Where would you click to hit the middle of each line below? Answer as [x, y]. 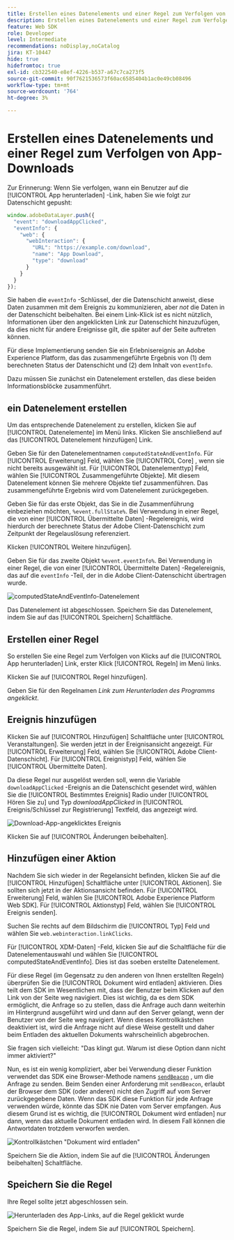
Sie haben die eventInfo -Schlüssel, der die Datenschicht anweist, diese [111, 300]
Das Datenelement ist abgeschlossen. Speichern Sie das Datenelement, [110, 610]
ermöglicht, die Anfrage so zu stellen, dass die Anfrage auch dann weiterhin [116, 1005]
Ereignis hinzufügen [52, 720]
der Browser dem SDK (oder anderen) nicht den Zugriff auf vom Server [109, 1091]
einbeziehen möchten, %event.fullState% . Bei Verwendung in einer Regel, [113, 511]
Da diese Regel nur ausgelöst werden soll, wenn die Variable [94, 779]
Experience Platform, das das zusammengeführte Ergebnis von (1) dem [109, 358]
